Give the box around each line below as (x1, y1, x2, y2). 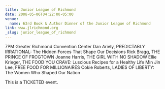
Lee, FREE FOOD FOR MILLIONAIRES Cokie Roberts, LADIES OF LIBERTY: (5, 64, 154, 70)
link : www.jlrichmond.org (5, 26, 58, 30)
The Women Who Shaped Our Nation (5, 70, 80, 75)
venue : (5, 16, 19, 21)
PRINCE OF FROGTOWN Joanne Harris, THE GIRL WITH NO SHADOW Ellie (5, 54, 157, 59)
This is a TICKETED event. (5, 79, 58, 85)
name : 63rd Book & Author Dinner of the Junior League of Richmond (9, 21, 151, 26)
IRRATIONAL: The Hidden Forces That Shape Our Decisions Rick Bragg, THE (5, 49, 160, 55)
